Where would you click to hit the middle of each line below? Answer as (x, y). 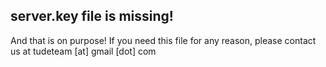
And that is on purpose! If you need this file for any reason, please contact (163, 40)
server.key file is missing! (92, 16)
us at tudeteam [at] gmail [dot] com (83, 51)
